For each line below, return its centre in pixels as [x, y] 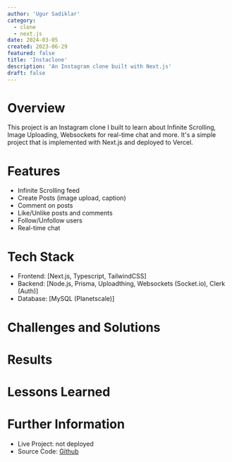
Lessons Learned [59, 392]
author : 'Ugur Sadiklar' [44, 14]
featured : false [31, 54]
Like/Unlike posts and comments [65, 213]
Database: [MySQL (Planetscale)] [66, 299]
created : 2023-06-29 [38, 47]
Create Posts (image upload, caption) [72, 198]
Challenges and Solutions [84, 327]
